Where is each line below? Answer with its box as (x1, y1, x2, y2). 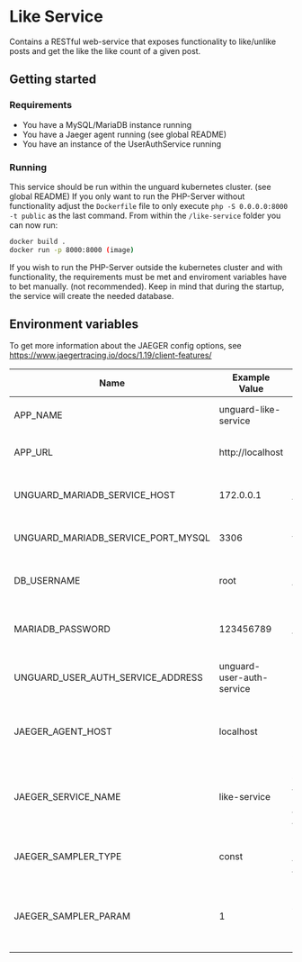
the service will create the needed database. (9, 290, 174, 301)
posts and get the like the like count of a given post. (9, 45, 201, 56)
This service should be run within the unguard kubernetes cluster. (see (9, 181, 271, 192)
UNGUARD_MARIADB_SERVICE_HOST (13, 489, 176, 502)
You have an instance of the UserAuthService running (22, 138, 222, 150)
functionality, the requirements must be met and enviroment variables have (9, 271, 288, 282)
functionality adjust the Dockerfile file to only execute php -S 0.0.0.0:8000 (9, 200, 289, 211)
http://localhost (218, 446, 284, 458)
